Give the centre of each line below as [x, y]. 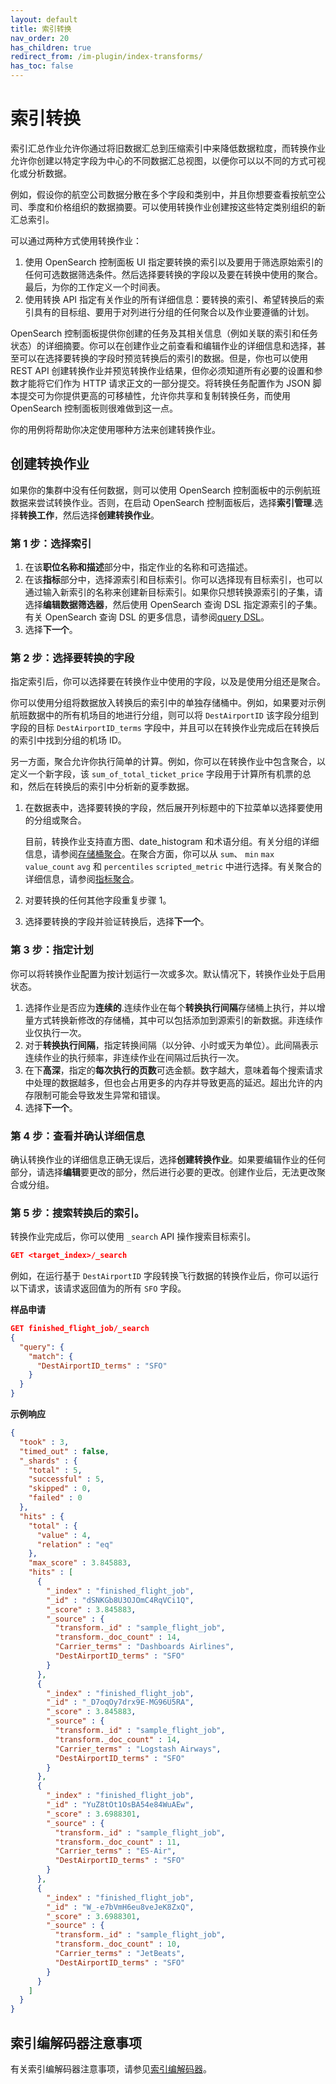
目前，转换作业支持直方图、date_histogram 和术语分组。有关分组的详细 [172, 842]
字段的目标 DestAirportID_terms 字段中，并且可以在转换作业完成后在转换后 [165, 728]
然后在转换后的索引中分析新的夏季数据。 [111, 787]
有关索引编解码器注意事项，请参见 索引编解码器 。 [111, 2069]
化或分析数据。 [41, 173]
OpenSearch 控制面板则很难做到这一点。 [94, 408]
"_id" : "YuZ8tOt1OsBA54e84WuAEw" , [120, 1805]
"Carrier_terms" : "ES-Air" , [115, 1851]
